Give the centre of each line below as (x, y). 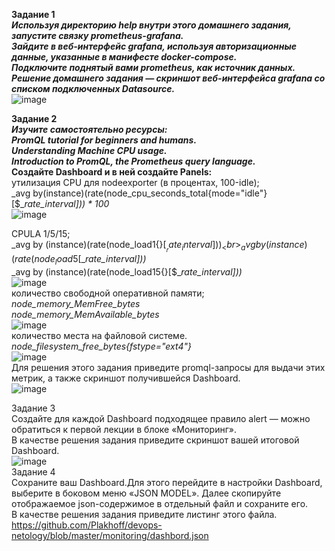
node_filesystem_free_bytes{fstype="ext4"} (101, 346)
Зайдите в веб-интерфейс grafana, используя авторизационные (154, 46)
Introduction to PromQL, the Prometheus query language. (133, 161)
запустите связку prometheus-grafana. (97, 35)
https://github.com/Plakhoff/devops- (87, 525)
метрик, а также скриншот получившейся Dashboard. (126, 378)
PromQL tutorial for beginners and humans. (104, 140)
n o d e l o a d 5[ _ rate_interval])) (90, 260)
